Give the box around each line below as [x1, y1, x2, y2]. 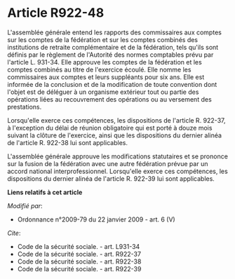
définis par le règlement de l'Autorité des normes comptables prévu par [7, 50, 214, 59]
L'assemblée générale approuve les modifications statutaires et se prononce [7, 152, 228, 161]
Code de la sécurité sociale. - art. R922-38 [17, 257, 142, 266]
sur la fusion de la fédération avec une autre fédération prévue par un [7, 159, 208, 168]
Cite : [7, 229, 21, 237]
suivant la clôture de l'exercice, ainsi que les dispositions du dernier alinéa [7, 131, 222, 139]
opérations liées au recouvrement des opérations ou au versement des [7, 95, 212, 103]
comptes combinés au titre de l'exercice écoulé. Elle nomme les [7, 65, 192, 74]
